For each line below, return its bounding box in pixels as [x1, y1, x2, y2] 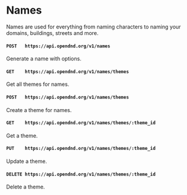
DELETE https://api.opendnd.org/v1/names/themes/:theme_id [6, 171, 156, 177]
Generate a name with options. [6, 55, 82, 62]
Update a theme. [6, 158, 48, 165]
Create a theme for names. [6, 106, 72, 113]
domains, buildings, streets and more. [6, 29, 99, 36]
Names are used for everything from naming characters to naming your [6, 23, 181, 30]
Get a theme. [6, 132, 38, 139]
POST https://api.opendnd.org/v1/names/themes [6, 94, 129, 100]
